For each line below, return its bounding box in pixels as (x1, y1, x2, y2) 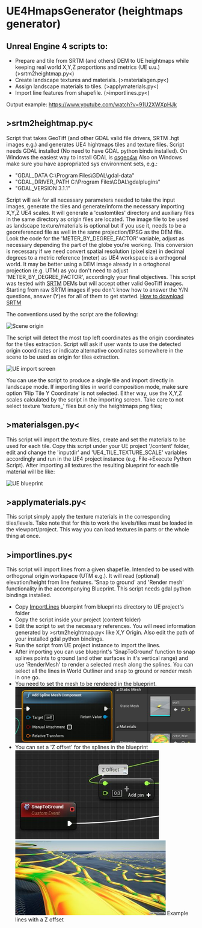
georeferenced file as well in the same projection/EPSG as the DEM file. (6, 228, 183, 235)
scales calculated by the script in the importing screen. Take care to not (6, 395, 184, 403)
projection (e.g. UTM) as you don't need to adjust (6, 267, 129, 274)
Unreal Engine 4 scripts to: (6, 41, 108, 51)
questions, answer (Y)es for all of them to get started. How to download (6, 292, 184, 299)
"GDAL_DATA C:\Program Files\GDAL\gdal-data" (14, 171, 135, 179)
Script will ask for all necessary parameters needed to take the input (6, 196, 176, 203)
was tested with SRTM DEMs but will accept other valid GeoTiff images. (6, 280, 183, 287)
